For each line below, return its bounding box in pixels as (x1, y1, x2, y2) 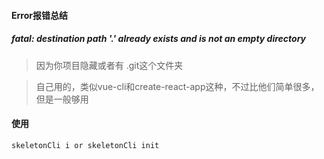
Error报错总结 (11, 9, 68, 21)
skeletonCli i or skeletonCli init (11, 140, 160, 150)
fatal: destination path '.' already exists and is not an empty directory (11, 33, 307, 45)
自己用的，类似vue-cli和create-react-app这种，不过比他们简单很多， (35, 80, 320, 92)
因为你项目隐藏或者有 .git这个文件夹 (35, 59, 184, 71)
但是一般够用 (35, 93, 89, 105)
